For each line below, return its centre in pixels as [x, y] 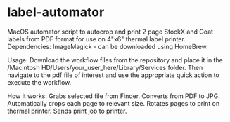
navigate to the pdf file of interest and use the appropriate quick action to [113, 75]
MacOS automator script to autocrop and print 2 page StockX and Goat [110, 32]
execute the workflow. [39, 82]
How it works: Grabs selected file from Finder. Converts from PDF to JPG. [114, 96]
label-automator [56, 12]
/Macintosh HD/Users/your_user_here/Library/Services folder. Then [105, 67]
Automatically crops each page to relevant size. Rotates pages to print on [114, 103]
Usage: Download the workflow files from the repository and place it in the [115, 60]
